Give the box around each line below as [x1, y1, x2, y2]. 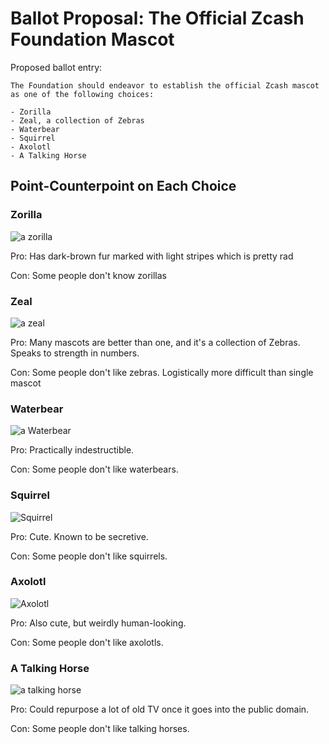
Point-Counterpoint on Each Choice [10, 178, 237, 195]
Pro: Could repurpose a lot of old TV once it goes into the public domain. [10, 703, 310, 716]
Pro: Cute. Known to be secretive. [10, 530, 149, 542]
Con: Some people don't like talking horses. [10, 723, 190, 735]
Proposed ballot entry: [10, 61, 103, 73]
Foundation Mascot [10, 28, 175, 51]
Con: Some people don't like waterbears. [10, 463, 179, 476]
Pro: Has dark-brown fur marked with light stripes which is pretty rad [10, 250, 294, 262]
